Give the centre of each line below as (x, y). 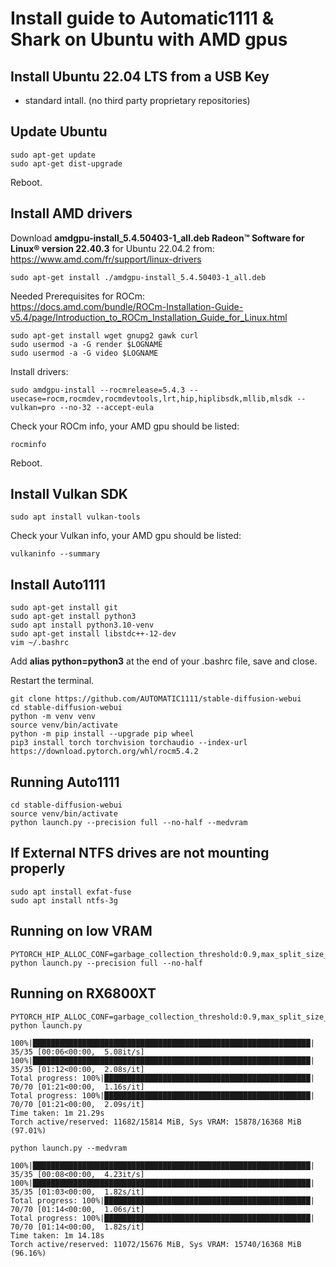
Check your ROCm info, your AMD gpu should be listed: (125, 426)
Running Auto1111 (65, 782)
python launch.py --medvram (69, 1148)
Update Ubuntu (59, 132)
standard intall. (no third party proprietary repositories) (137, 100)
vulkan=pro (33, 407)
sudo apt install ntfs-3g (64, 900)
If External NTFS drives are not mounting (140, 853)
